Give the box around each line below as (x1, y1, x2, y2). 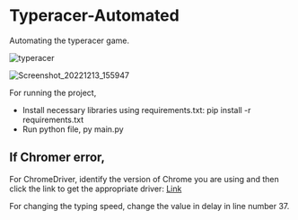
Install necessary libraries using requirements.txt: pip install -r (22, 104, 251, 115)
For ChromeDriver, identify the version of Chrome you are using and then (9, 173, 280, 184)
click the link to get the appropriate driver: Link (9, 183, 182, 194)
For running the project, (9, 87, 97, 98)
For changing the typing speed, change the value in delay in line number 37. (9, 200, 290, 211)
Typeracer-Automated (9, 5, 180, 26)
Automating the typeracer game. (9, 35, 130, 46)
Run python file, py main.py (22, 123, 124, 135)
